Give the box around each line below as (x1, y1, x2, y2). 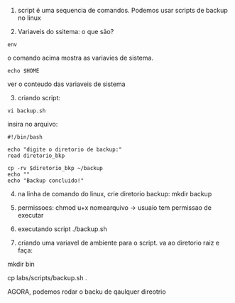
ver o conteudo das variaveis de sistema (7, 80, 126, 88)
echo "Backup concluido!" (7, 177, 84, 184)
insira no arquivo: (7, 120, 58, 128)
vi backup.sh (7, 107, 46, 115)
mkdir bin (7, 260, 35, 268)
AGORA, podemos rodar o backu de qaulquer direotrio (7, 287, 166, 296)
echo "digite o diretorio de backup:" (7, 146, 122, 153)
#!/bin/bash (7, 134, 43, 141)
